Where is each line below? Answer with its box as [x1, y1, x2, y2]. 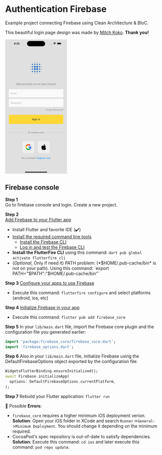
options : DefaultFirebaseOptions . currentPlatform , [9, 379, 116, 384]
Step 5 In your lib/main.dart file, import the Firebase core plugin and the [5, 323, 154, 330]
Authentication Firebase [5, 3, 107, 15]
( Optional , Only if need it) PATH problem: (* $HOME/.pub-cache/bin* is [12, 260, 157, 266]
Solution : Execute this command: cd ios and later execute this [12, 439, 140, 445]
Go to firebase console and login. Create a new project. [5, 202, 118, 207]
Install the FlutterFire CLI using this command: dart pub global [12, 249, 142, 255]
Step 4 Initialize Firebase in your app [5, 304, 80, 310]
